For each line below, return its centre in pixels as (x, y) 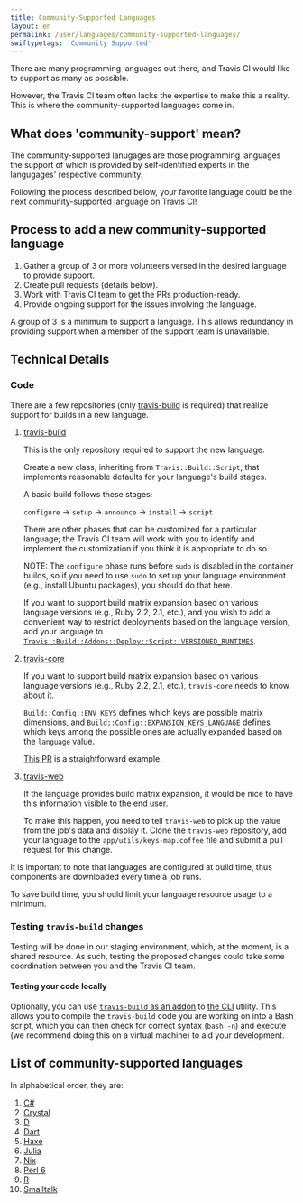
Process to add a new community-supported (138, 230)
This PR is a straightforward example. (93, 758)
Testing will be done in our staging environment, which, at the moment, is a (150, 946)
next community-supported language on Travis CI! (104, 202)
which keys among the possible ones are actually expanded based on (153, 731)
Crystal (37, 1112)
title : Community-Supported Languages (83, 18)
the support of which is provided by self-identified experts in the (130, 165)
